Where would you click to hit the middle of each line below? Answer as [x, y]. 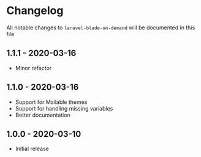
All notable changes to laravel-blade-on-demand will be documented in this [101, 27]
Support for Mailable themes [51, 102]
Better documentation [43, 115]
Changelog [35, 11]
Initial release [32, 149]
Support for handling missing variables [64, 108]
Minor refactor [33, 68]
